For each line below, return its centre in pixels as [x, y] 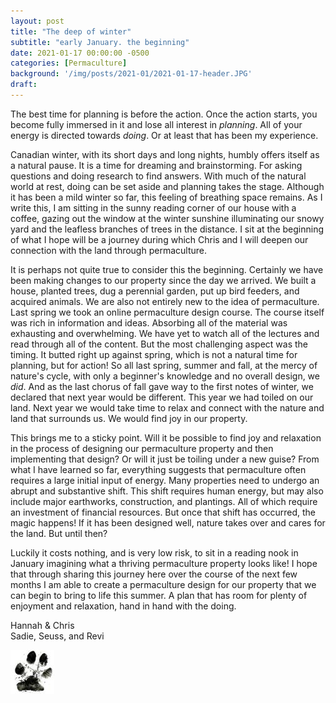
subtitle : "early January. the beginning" [100, 42]
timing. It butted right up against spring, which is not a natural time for [154, 354]
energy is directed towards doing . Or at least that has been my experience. [164, 135]
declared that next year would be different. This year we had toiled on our [162, 397]
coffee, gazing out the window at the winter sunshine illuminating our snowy [167, 218]
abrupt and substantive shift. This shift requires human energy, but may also [167, 491]
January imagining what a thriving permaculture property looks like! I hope [164, 563]
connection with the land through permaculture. [108, 250]
